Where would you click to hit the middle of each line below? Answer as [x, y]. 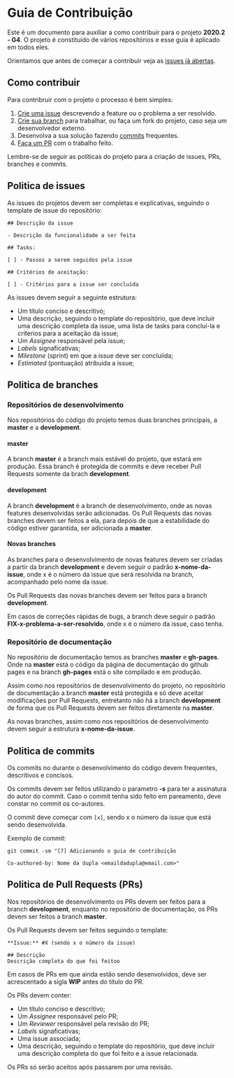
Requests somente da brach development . [69, 474]
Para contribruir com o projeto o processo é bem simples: [90, 99]
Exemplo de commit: [37, 838]
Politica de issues [46, 186]
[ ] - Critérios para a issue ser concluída [73, 284]
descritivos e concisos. [41, 775]
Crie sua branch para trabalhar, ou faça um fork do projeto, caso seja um [122, 120]
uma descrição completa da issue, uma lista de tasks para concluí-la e [119, 325]
